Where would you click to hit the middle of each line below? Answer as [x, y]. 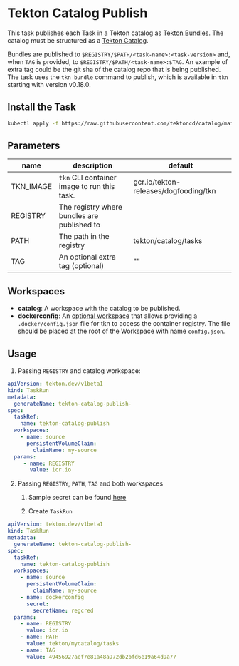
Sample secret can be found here [77, 498]
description [92, 165]
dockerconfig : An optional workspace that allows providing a [107, 316]
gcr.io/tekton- [157, 182]
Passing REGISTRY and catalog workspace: [79, 371]
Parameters [34, 146]
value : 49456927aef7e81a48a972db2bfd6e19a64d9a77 [101, 657]
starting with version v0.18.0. [49, 84]
